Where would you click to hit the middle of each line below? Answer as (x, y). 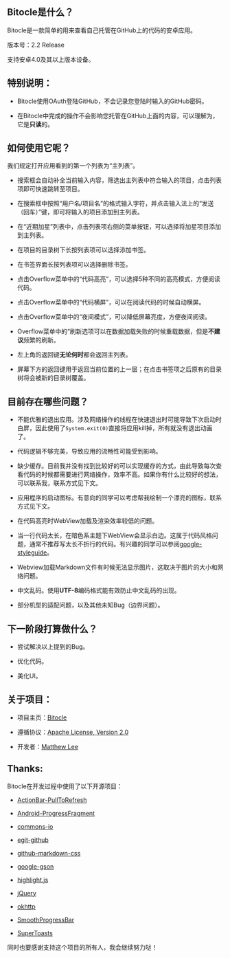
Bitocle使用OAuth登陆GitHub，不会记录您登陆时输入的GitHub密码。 (112, 101)
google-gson (35, 866)
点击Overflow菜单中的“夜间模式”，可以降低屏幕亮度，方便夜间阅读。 (114, 317)
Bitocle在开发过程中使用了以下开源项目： (65, 786)
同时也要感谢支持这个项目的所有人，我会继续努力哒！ (82, 947)
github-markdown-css (49, 853)
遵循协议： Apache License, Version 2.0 (73, 732)
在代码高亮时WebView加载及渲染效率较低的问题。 (88, 521)
